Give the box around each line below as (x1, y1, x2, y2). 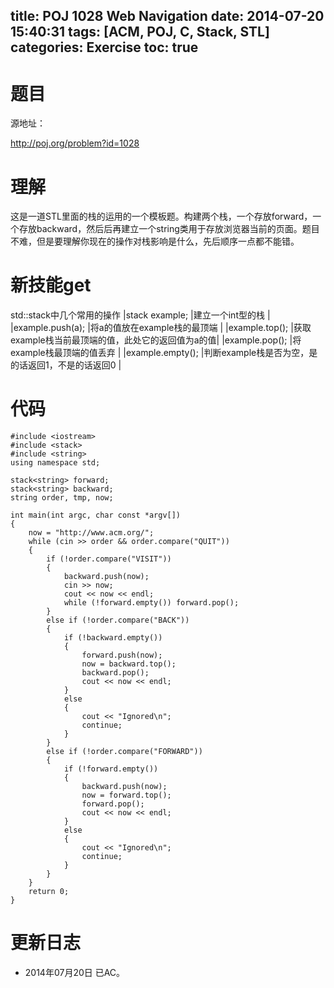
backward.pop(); (81, 668, 150, 678)
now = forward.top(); (81, 790, 172, 801)
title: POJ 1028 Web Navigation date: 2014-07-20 (10, 8, 325, 25)
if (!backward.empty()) (63, 633, 163, 643)
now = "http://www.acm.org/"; (28, 528, 155, 538)
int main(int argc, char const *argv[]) (10, 510, 182, 521)
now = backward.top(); (81, 659, 177, 669)
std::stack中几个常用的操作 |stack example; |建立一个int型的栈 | (10, 309, 271, 321)
